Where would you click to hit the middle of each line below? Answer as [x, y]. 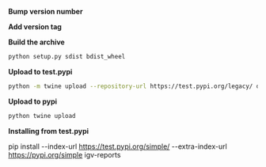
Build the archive [36, 42]
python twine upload [42, 116]
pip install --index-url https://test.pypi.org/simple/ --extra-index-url [118, 146]
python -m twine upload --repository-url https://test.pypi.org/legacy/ [131, 86]
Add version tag [35, 27]
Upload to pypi [33, 101]
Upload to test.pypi [40, 71]
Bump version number [46, 11]
